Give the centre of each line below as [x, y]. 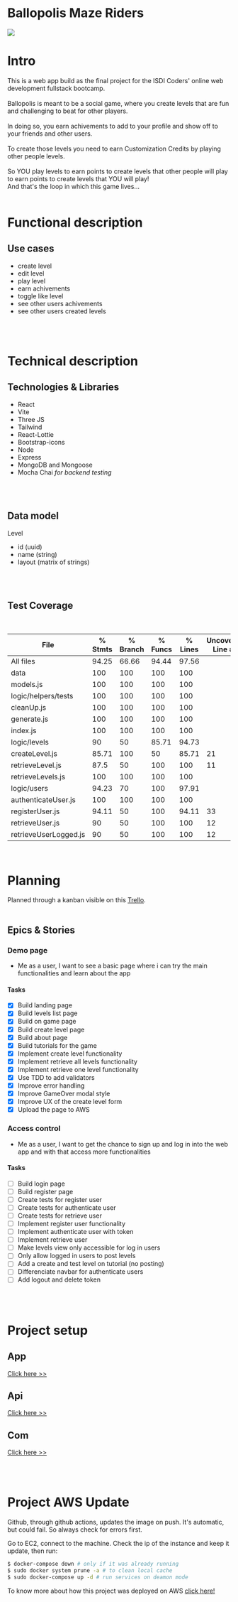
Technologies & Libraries [63, 388]
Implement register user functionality [72, 1224]
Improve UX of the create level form [70, 1102]
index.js [24, 730]
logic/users [29, 788]
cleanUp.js [29, 707]
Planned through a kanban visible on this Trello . [77, 900]
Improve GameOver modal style [64, 1094]
